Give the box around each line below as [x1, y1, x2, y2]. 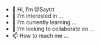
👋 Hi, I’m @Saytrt [12, 6, 55, 13]
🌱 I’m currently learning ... [12, 19, 77, 26]
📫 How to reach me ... [12, 32, 68, 39]
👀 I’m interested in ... [12, 12, 64, 19]
